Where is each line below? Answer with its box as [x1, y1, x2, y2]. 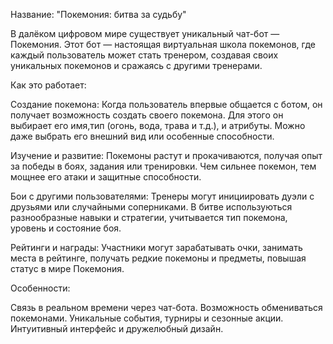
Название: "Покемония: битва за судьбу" [10, 9, 187, 20]
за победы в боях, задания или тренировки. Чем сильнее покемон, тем [10, 160, 317, 172]
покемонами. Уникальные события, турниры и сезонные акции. [10, 312, 284, 324]
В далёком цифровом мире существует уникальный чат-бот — [10, 28, 280, 39]
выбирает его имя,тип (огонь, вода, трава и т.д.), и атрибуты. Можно [10, 120, 306, 131]
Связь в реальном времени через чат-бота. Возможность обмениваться [10, 302, 323, 313]
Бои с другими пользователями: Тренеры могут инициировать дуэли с [10, 190, 315, 202]
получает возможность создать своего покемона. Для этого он [10, 109, 284, 121]
